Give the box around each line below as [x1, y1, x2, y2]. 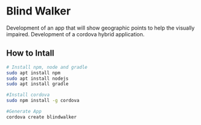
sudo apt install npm [6, 69, 61, 76]
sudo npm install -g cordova [6, 98, 80, 104]
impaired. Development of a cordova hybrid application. [6, 30, 145, 37]
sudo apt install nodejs [6, 75, 69, 82]
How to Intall [6, 48, 54, 59]
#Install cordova [6, 92, 50, 98]
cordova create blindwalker [6, 114, 77, 120]
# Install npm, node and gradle [6, 64, 88, 70]
